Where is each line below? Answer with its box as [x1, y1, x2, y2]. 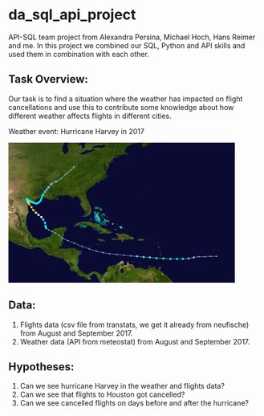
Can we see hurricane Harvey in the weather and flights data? [19, 381, 225, 391]
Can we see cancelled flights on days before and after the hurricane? [19, 398, 250, 408]
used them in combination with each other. [8, 49, 150, 59]
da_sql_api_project [8, 6, 136, 24]
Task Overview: [8, 72, 88, 86]
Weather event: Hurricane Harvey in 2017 [8, 126, 144, 136]
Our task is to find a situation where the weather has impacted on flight [8, 94, 243, 104]
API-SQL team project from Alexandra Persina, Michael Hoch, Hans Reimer [8, 32, 256, 42]
